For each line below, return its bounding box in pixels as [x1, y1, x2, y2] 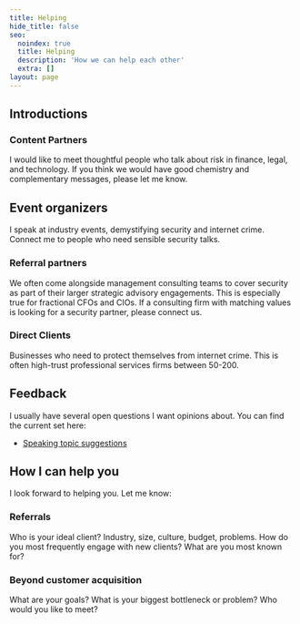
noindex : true [17, 38, 71, 48]
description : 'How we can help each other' [17, 56, 185, 65]
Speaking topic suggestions [22, 437, 127, 448]
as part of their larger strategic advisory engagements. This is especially [9, 287, 281, 298]
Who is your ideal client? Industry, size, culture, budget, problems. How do [9, 531, 289, 542]
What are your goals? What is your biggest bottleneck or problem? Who [9, 594, 277, 606]
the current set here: [9, 420, 86, 431]
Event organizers [9, 199, 108, 215]
